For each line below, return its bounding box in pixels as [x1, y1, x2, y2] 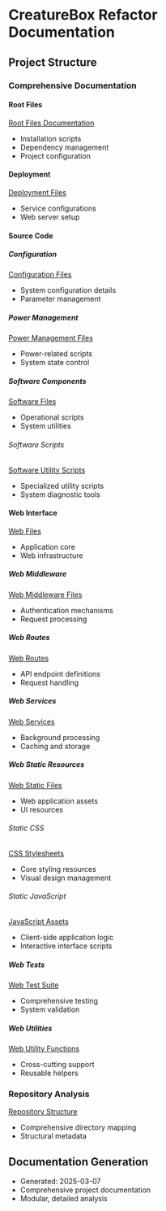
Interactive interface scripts [19, 941, 113, 951]
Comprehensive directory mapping [19, 1122, 137, 1132]
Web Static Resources [8, 760, 85, 769]
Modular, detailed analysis [19, 1194, 108, 1204]
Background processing [19, 732, 100, 742]
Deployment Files [8, 187, 67, 197]
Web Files [8, 526, 42, 536]
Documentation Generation [8, 1155, 149, 1169]
